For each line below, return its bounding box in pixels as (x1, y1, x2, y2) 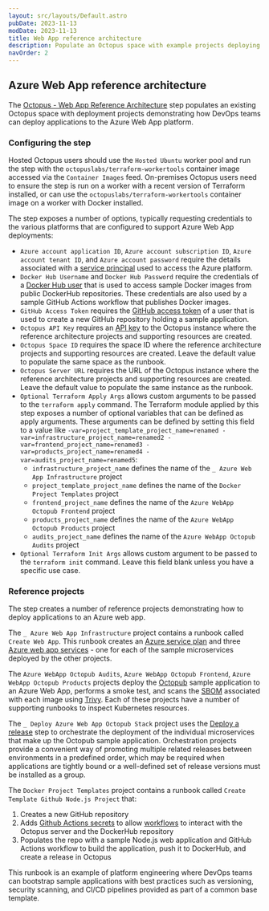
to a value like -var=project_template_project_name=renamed (19, 425, 219, 435)
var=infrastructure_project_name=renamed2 (19, 434, 165, 442)
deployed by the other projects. (8, 653, 112, 663)
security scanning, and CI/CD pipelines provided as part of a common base (8, 885, 258, 895)
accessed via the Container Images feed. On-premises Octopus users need (8, 173, 257, 182)
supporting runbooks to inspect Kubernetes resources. (8, 703, 190, 713)
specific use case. (19, 566, 81, 575)
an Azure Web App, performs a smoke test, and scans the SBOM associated (8, 686, 261, 696)
